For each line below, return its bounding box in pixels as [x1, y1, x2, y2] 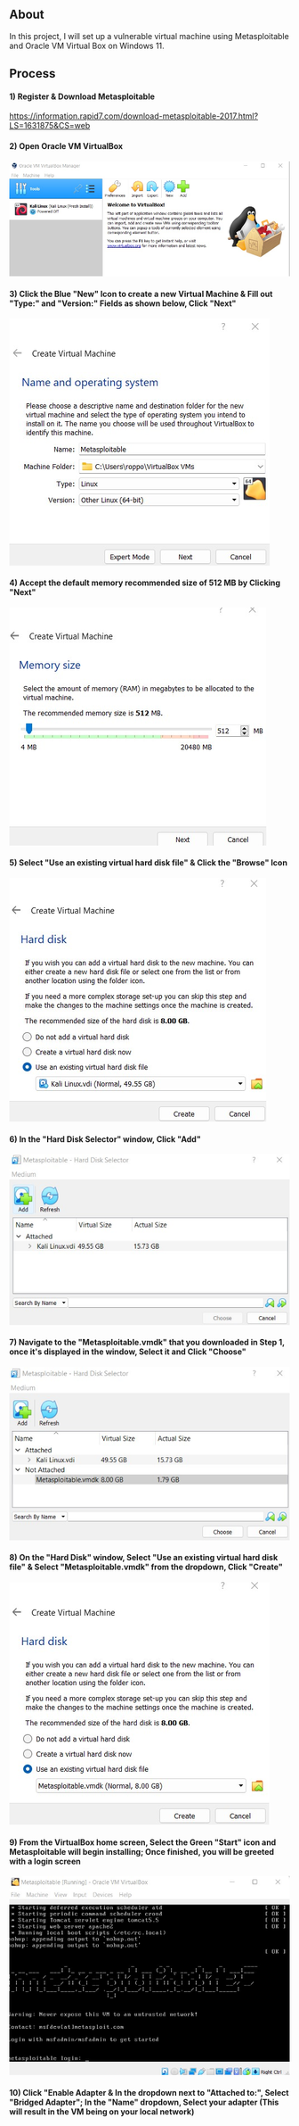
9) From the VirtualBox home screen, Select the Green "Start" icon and [9, 1837, 277, 1848]
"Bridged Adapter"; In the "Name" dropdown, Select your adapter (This [9, 2097, 279, 2107]
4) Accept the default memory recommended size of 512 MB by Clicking [9, 577, 281, 588]
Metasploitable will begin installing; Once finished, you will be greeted [9, 1846, 274, 1857]
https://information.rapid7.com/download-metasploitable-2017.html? [9, 111, 259, 121]
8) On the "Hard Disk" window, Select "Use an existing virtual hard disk [9, 1552, 279, 1563]
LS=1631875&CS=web [9, 120, 91, 131]
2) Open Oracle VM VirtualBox [9, 141, 123, 151]
